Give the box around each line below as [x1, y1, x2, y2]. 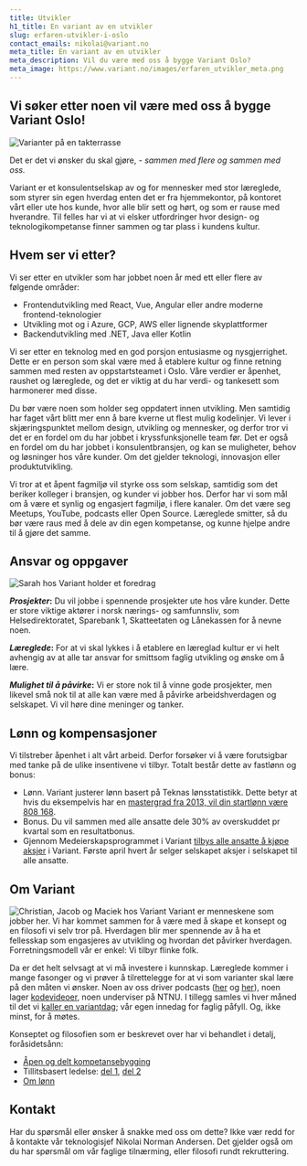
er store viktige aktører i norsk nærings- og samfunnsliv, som [9, 605, 239, 616]
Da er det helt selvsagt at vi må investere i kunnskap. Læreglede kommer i [9, 962, 289, 973]
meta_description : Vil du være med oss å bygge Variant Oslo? [9, 56, 251, 65]
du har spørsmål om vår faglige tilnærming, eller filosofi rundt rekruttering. [9, 1145, 290, 1157]
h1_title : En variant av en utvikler [9, 22, 153, 31]
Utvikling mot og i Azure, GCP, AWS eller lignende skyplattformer [22, 318, 268, 329]
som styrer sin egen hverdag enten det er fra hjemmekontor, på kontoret [9, 191, 281, 202]
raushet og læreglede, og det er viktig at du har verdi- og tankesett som [9, 375, 280, 386]
